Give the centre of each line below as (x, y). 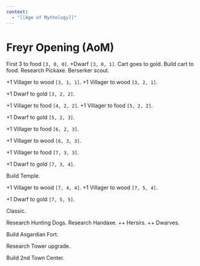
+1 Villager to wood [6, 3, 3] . (44, 141)
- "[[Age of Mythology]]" (44, 18)
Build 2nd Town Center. (35, 258)
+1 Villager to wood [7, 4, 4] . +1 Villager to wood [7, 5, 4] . (82, 187)
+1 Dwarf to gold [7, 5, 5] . (41, 199)
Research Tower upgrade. (38, 246)
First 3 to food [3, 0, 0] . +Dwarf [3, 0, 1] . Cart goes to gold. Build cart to (100, 64)
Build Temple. (23, 176)
